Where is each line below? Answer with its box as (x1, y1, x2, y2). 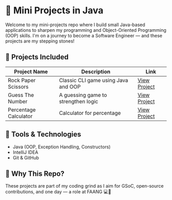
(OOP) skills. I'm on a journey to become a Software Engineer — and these (5, 32, 163, 38)
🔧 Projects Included (5, 53, 69, 62)
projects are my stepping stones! (5, 38, 75, 44)
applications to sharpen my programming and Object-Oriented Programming (5, 27, 166, 33)
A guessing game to (58, 91, 107, 98)
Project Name (14, 68, 48, 75)
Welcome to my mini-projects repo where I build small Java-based (5, 22, 145, 28)
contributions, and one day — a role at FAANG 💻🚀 (5, 189, 112, 195)
